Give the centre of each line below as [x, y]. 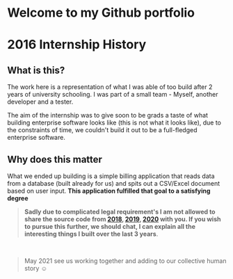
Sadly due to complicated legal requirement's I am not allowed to [120, 212]
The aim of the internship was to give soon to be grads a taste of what [108, 115]
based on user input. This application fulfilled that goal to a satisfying [109, 191]
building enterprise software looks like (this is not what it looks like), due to [114, 122]
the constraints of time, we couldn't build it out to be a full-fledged [102, 130]
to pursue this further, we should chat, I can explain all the [110, 226]
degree [18, 198]
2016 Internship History [77, 45]
